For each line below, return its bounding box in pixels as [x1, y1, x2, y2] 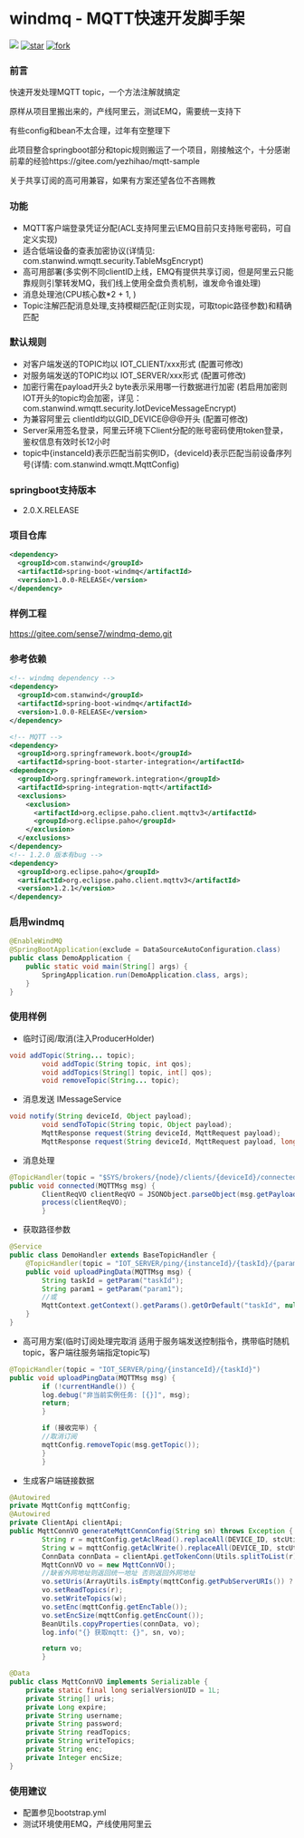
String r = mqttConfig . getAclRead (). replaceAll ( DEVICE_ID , [42, 1534, 270, 1544]
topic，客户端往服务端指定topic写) [22, 1347, 151, 1357]
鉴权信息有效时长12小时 [22, 436, 111, 447]
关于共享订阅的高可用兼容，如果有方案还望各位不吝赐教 [9, 175, 215, 186]
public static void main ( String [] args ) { [25, 962, 188, 971]
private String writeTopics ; [25, 1736, 136, 1746]
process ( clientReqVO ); [42, 1198, 128, 1207]
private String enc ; [25, 1745, 103, 1755]
